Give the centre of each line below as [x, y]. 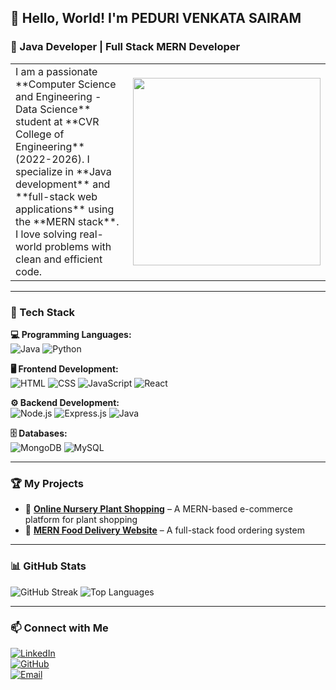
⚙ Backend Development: [65, 402]
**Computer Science [66, 84]
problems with [78, 246]
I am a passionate [56, 71]
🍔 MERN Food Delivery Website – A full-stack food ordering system [164, 530]
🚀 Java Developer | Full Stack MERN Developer [125, 47]
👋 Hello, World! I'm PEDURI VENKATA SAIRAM [156, 18]
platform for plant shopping [81, 520]
